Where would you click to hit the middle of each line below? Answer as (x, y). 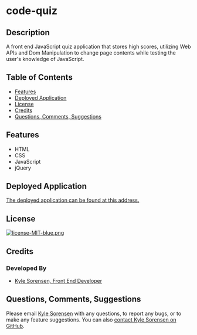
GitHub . (15, 326)
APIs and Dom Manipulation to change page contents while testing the (91, 53)
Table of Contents (40, 77)
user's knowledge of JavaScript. (45, 59)
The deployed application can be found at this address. (73, 200)
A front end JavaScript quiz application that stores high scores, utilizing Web (98, 46)
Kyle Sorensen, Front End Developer (58, 280)
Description (28, 33)
